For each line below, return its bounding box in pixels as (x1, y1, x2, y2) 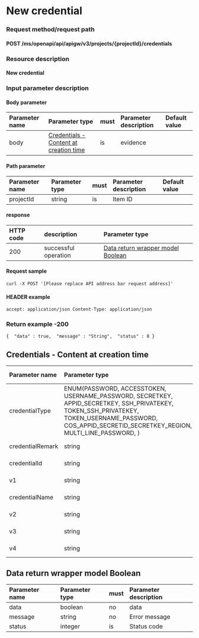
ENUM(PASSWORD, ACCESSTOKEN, (64, 385, 167, 393)
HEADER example (6, 293, 50, 300)
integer (60, 623, 81, 631)
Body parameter (6, 99, 47, 106)
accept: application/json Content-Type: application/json (6, 307, 152, 312)
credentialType (9, 407, 52, 415)
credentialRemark (9, 442, 59, 450)
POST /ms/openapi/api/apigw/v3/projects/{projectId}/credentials (6, 40, 172, 47)
